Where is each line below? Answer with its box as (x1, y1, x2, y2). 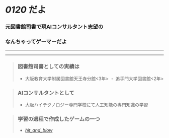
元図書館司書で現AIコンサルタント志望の (5, 23, 104, 30)
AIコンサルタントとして (17, 89, 74, 96)
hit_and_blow (25, 127, 53, 133)
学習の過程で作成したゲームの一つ (17, 115, 101, 122)
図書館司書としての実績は (17, 63, 79, 70)
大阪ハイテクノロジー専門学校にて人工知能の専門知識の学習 (25, 102, 148, 108)
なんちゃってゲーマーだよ (5, 38, 67, 45)
